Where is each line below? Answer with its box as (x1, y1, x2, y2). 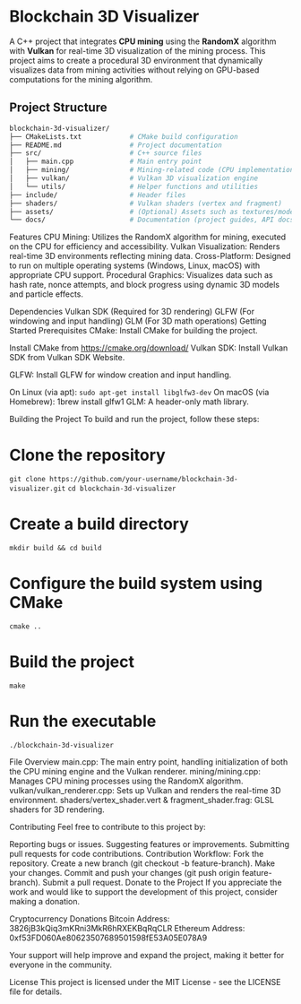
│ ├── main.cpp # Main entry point (9, 157, 202, 167)
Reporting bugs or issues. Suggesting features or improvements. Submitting (9, 838, 289, 849)
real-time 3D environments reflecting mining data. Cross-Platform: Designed (9, 251, 291, 262)
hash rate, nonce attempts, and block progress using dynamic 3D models (9, 280, 280, 290)
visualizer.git (9, 484, 66, 494)
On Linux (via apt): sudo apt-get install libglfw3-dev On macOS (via (9, 387, 270, 398)
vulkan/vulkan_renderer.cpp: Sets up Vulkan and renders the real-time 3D (9, 784, 281, 795)
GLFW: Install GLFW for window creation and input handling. (9, 369, 232, 380)
